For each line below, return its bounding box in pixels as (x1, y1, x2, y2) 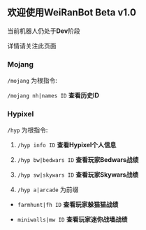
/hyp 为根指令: (7, 126, 48, 135)
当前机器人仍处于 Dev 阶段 (7, 27, 80, 35)
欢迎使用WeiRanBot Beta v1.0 (7, 6, 136, 19)
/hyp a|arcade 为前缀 (17, 185, 79, 194)
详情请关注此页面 (7, 41, 57, 50)
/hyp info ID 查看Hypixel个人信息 (17, 141, 117, 149)
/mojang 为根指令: (7, 76, 58, 85)
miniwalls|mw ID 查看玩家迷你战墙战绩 (17, 215, 128, 224)
